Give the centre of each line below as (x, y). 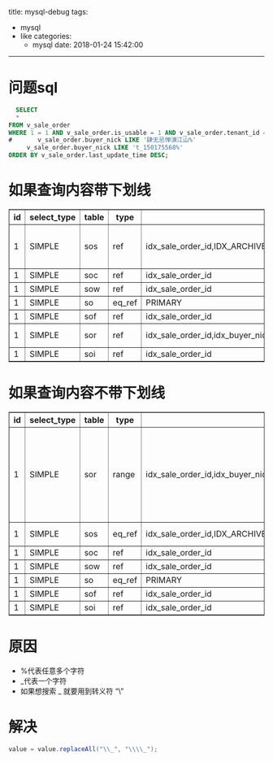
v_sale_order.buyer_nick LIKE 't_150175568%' (105, 148)
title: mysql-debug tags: (48, 12)
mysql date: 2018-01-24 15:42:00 (88, 45)
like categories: (46, 36)
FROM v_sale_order (39, 125)
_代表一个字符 (43, 681)
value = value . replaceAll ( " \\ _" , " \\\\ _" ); (83, 749)
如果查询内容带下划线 (80, 191)
